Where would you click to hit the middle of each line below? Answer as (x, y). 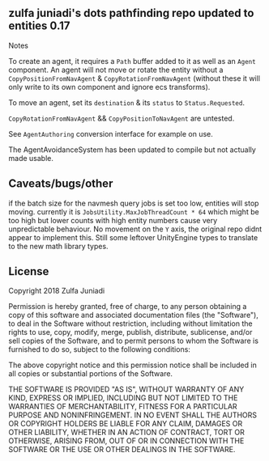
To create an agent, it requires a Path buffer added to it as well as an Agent (132, 61)
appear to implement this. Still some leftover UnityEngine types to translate (133, 237)
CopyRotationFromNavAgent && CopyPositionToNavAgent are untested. (122, 118)
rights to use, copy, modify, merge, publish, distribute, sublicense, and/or (130, 332)
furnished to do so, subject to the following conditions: (99, 349)
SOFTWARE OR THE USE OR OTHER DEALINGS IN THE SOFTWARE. (122, 450)
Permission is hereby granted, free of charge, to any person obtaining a (128, 307)
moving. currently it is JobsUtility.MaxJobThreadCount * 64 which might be (134, 211)
